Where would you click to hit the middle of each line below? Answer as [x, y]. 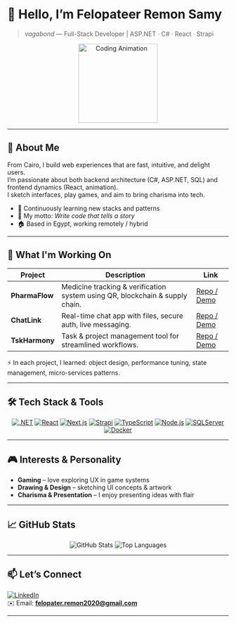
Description [125, 275]
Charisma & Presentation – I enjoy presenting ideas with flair [106, 495]
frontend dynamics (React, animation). [63, 187]
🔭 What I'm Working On [59, 255]
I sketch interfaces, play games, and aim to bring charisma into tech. [106, 194]
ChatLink [26, 320]
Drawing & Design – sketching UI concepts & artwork [94, 487]
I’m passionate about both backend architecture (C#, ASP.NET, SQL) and [112, 179]
